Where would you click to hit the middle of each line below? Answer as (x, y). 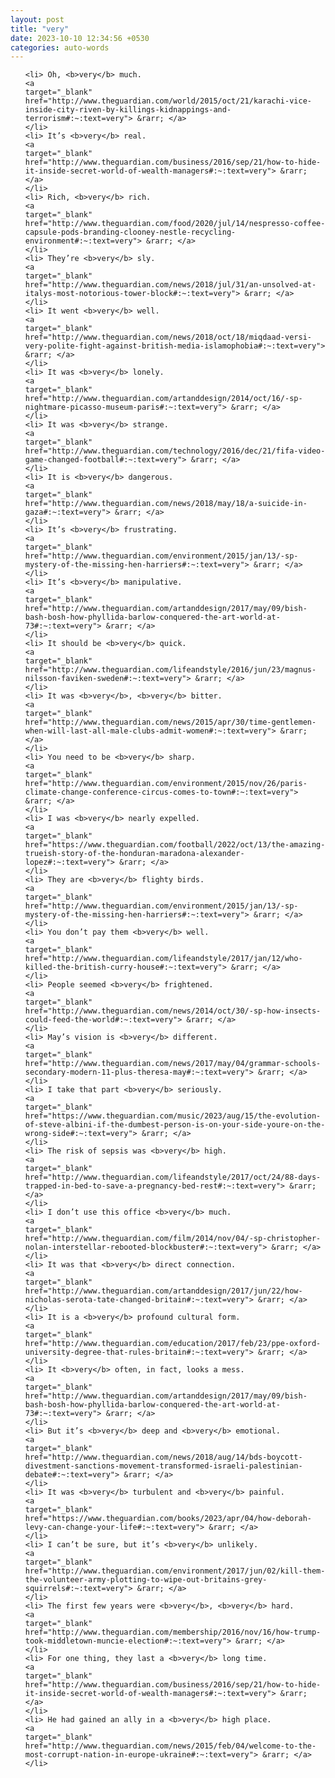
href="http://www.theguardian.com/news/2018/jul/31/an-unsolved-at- (170, 285)
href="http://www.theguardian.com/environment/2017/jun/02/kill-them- (175, 1571)
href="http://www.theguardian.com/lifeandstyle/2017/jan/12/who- (163, 959)
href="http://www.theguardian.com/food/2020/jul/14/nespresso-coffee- (175, 224)
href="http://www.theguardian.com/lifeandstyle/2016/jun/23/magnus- (170, 670)
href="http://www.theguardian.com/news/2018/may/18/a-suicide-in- (166, 504)
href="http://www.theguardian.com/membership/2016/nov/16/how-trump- (173, 1632)
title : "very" (40, 29)
